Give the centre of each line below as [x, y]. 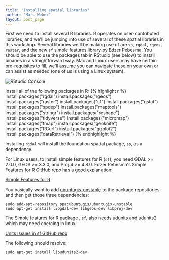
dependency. [19, 150]
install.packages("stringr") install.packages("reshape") [62, 113]
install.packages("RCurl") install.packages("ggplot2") [61, 129]
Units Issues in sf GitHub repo [37, 233]
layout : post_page [25, 19]
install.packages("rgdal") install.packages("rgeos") [58, 96]
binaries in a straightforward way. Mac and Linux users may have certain [81, 61]
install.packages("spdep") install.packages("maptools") [63, 107]
